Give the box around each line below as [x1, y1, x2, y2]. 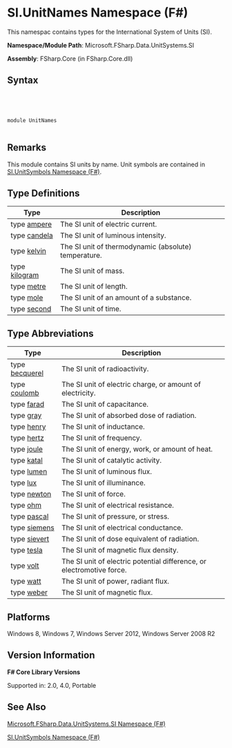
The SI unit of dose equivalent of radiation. [61, 534, 200, 544]
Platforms [7, 611, 50, 623]
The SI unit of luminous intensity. [59, 231, 166, 240]
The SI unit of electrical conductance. [61, 523, 183, 533]
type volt [10, 561, 39, 570]
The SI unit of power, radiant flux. [61, 577, 170, 586]
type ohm [10, 501, 42, 510]
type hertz [10, 433, 45, 443]
